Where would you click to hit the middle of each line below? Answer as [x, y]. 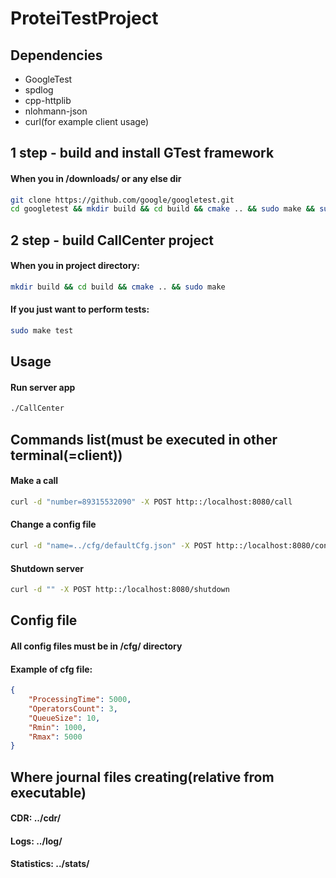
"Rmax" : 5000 [55, 737]
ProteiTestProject [84, 18]
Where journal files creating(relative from [142, 777]
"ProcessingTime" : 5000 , [80, 700]
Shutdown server [47, 568]
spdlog [39, 90]
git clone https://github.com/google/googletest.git [122, 200]
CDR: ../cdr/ [36, 818]
